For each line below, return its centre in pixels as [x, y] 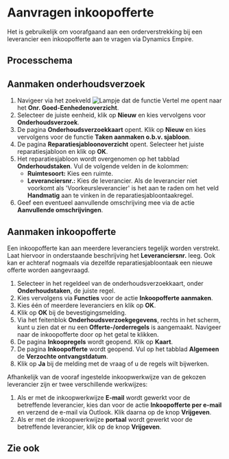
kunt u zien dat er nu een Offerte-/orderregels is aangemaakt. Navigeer [119, 327]
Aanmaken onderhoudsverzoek [76, 84]
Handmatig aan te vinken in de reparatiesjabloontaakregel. [110, 195]
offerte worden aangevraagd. [49, 270]
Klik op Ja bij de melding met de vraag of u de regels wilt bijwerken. [113, 363]
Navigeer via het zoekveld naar [119, 100]
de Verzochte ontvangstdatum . [62, 356]
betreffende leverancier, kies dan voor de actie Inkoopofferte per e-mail [119, 405]
